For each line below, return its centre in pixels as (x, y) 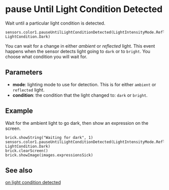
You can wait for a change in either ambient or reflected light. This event (80, 46)
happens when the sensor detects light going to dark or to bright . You (78, 51)
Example (19, 111)
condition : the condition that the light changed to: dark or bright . (80, 95)
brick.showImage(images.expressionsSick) (49, 155)
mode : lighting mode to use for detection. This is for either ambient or (84, 84)
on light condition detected (33, 182)
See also (19, 170)
